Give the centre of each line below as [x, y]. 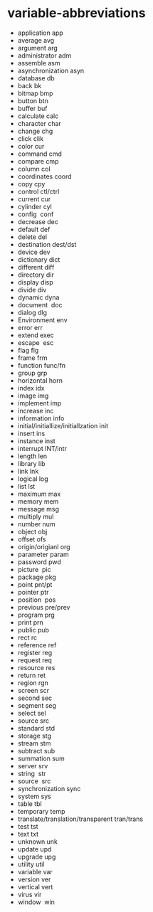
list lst [26, 486]
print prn [31, 622]
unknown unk [38, 842]
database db [36, 78]
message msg [38, 509]
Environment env [42, 320]
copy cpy [31, 184]
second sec [35, 698]
